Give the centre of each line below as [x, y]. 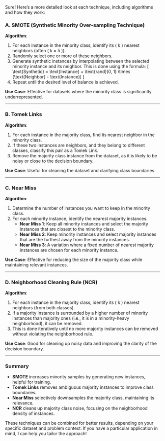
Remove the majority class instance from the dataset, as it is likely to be [84, 155]
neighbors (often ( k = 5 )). [39, 51]
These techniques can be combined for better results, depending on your [79, 423]
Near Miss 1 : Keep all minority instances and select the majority [84, 223]
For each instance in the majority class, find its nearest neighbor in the [83, 135]
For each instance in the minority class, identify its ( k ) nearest [76, 45]
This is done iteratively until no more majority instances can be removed [85, 329]
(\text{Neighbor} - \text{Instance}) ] [48, 77]
